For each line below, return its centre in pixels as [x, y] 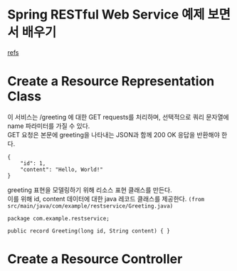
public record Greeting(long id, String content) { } [89, 231]
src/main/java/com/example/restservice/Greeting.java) [90, 206]
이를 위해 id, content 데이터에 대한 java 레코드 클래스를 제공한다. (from [106, 198]
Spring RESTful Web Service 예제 [106, 15]
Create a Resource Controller [95, 259]
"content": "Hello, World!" [62, 169]
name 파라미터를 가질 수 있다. [49, 126]
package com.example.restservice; [59, 218]
